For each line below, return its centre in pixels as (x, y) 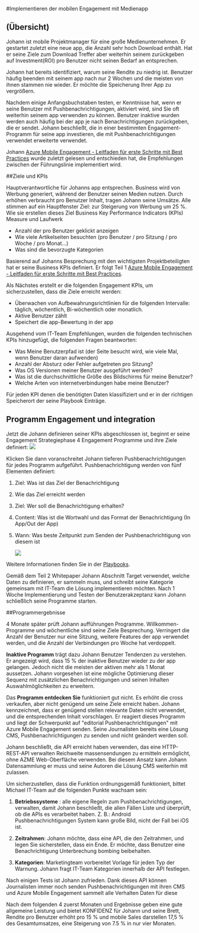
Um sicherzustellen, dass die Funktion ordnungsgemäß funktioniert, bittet (96, 783)
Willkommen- (162, 624)
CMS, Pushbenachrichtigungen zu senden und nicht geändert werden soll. (97, 735)
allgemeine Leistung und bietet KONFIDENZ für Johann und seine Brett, (93, 910)
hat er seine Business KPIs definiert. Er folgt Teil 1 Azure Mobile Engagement (99, 267)
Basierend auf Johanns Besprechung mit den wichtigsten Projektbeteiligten (98, 261)
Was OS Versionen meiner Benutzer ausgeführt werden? (84, 370)
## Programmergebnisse (36, 612)
